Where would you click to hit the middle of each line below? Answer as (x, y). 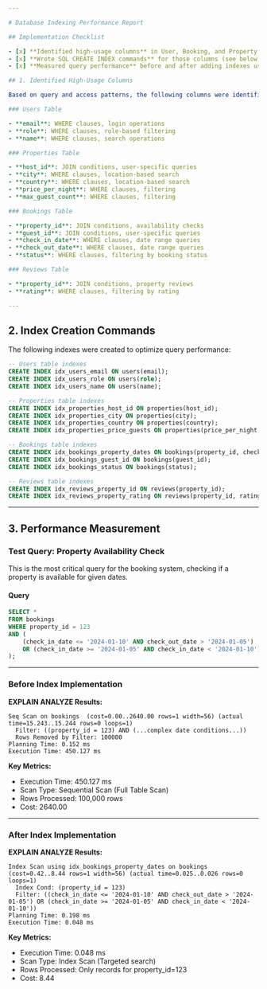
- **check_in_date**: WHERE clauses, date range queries (104, 240)
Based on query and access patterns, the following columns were (118, 95)
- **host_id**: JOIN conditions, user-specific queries (103, 167)
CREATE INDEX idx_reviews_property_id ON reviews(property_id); (117, 489)
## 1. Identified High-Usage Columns (71, 80)
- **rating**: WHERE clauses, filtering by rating (94, 291)
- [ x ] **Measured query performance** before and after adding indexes (129, 66)
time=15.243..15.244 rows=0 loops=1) (71, 723)
